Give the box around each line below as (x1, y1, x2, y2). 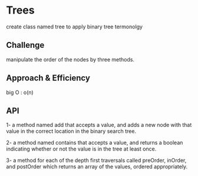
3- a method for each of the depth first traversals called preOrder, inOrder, (6, 157, 187, 164)
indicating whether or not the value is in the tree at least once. (6, 145, 157, 152)
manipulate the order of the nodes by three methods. (6, 56, 134, 63)
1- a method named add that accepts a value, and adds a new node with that (6, 122, 192, 129)
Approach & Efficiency (6, 73, 90, 83)
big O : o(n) (6, 89, 34, 96)
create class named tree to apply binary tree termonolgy (6, 23, 143, 30)
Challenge (6, 40, 45, 50)
